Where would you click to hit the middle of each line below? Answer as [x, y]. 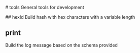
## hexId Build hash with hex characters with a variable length [70, 17]
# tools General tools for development [45, 7]
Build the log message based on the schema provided [62, 45]
